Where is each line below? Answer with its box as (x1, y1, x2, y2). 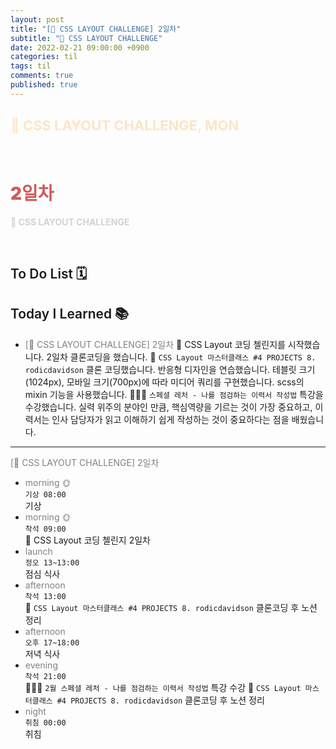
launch (24, 545, 53, 557)
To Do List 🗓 (10, 265, 88, 282)
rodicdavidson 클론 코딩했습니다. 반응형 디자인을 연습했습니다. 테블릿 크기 (24, 363, 316, 375)
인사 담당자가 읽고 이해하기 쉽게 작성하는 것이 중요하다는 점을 (51, 413, 290, 425)
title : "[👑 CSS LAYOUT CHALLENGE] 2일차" (10, 24, 182, 34)
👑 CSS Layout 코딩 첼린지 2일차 (24, 534, 151, 546)
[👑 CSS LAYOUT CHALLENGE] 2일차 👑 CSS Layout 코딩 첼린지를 (24, 338, 286, 350)
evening (24, 659, 58, 671)
